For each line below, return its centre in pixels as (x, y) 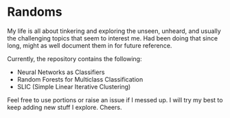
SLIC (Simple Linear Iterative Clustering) (74, 86)
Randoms (35, 12)
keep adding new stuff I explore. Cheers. (65, 107)
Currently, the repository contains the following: (74, 58)
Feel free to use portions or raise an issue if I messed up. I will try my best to (115, 99)
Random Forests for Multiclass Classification (80, 79)
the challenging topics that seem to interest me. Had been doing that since (113, 38)
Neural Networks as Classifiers (61, 72)
